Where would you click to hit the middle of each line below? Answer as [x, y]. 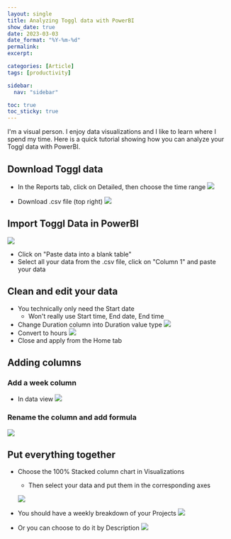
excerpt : [20, 54]
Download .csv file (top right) [60, 201]
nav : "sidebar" [36, 92]
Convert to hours [42, 333]
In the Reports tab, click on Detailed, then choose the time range [112, 187]
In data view [35, 399]
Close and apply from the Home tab [70, 340]
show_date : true [31, 27]
